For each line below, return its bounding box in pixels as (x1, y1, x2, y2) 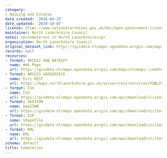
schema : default (5, 141, 39, 146)
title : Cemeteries (5, 146, 43, 151)
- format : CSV (5, 85, 35, 91)
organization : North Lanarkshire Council (5, 40, 92, 45)
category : (5, 7, 26, 12)
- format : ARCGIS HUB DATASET (5, 58, 68, 63)
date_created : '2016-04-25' (5, 16, 64, 21)
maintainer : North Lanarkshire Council (5, 30, 88, 35)
